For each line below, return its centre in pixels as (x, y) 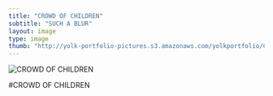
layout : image (32, 31)
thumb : (19, 46)
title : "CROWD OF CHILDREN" (56, 16)
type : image (28, 39)
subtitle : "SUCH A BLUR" (50, 24)
